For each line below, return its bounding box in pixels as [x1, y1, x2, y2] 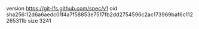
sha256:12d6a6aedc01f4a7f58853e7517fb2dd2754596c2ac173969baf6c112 [6, 11, 193, 18]
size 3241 [27, 17, 51, 24]
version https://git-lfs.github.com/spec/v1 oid [6, 5, 118, 12]
